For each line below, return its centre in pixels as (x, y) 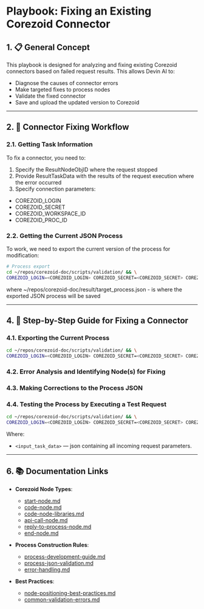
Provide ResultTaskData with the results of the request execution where (104, 176)
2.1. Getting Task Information (49, 145)
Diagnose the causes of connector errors (66, 83)
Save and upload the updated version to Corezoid (77, 102)
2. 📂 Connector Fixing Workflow (68, 127)
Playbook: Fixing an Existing (79, 11)
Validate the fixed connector (50, 96)
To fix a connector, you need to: (46, 158)
